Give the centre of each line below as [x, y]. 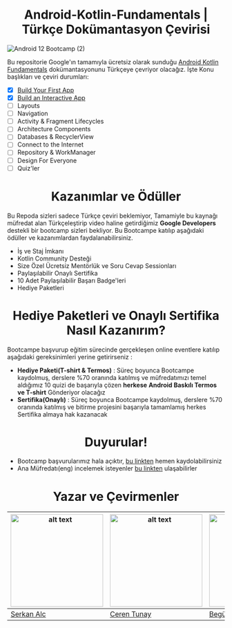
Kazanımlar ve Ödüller [116, 196]
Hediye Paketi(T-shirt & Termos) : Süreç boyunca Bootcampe [106, 370]
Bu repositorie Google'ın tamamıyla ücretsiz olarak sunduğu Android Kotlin [113, 61]
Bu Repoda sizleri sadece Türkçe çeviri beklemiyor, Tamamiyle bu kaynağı [113, 216]
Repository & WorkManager [56, 153]
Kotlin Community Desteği [54, 258]
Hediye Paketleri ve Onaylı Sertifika [116, 315]
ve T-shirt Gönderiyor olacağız [61, 392]
